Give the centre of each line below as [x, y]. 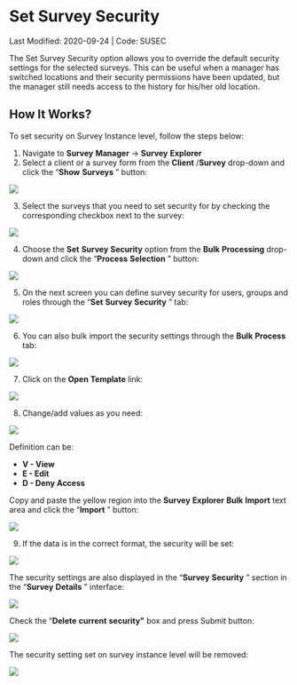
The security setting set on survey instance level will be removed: [129, 654]
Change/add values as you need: [82, 413]
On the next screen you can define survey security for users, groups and [155, 292]
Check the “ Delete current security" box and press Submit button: [132, 620]
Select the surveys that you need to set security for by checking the [146, 205]
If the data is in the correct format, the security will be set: [128, 543]
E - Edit [35, 474]
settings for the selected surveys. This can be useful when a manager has [144, 68]
